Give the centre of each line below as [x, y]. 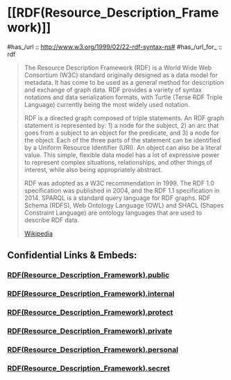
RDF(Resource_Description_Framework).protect [90, 313]
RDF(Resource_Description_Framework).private [90, 331]
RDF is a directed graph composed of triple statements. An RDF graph [124, 118]
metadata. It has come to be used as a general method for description [124, 82]
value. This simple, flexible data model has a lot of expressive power [122, 155]
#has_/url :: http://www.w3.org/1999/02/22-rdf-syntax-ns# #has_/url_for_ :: [115, 47]
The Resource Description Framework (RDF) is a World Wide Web [118, 67]
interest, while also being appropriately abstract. [93, 170]
